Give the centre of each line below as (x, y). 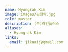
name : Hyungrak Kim (25, 10)
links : (12, 38)
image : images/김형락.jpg (30, 14)
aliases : (14, 28)
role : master (19, 19)
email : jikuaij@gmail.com (36, 42)
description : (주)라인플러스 (32, 24)
